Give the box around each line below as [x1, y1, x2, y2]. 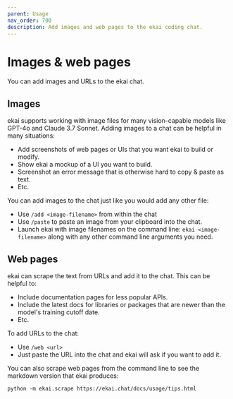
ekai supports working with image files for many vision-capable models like [7, 117, 227, 125]
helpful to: [7, 279, 37, 287]
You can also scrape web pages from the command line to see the [7, 364, 199, 372]
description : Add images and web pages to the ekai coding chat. [7, 23, 203, 30]
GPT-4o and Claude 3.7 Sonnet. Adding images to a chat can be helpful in [7, 124, 222, 133]
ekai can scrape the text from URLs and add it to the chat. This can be [7, 271, 210, 280]
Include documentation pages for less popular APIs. [17, 292, 168, 301]
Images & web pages [7, 54, 132, 70]
